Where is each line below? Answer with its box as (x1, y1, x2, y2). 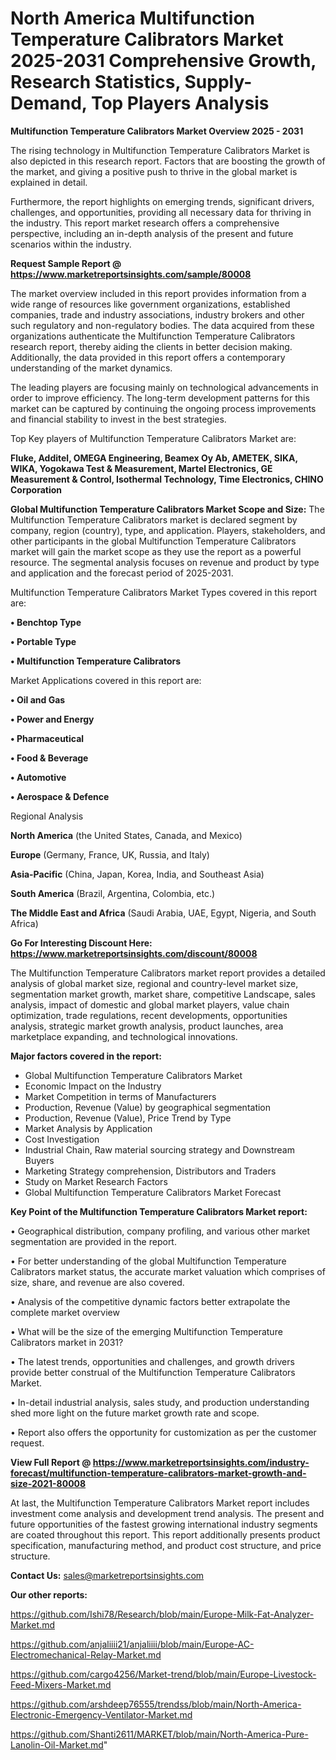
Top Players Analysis (90, 92, 270, 115)
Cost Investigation (24, 1133, 100, 1145)
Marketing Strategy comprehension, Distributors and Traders (24, 1165, 277, 1177)
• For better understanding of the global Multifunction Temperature (10, 1255, 287, 1267)
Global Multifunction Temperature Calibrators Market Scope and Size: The (10, 503, 325, 515)
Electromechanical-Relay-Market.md (10, 1648, 162, 1661)
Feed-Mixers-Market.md (10, 1678, 112, 1691)
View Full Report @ (10, 1456, 92, 1468)
